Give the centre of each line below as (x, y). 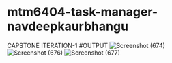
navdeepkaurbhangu (68, 26)
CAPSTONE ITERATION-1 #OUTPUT (57, 45)
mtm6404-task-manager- (83, 12)
